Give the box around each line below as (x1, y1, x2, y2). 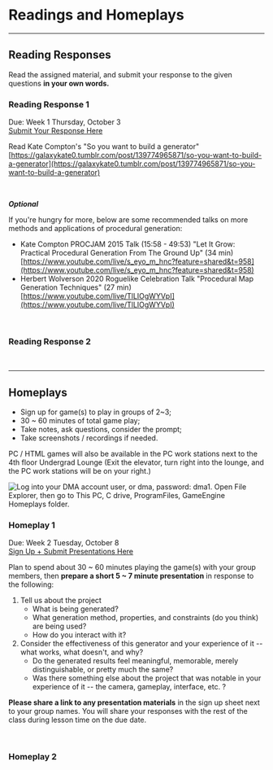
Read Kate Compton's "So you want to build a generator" (8, 142, 200, 151)
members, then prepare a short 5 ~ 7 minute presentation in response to (8, 571, 254, 581)
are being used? (32, 621, 87, 632)
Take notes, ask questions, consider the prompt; (19, 425, 183, 435)
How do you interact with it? (32, 630, 127, 640)
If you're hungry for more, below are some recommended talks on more (8, 215, 249, 225)
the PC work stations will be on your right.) (8, 466, 152, 476)
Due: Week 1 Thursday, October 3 (8, 117, 122, 127)
